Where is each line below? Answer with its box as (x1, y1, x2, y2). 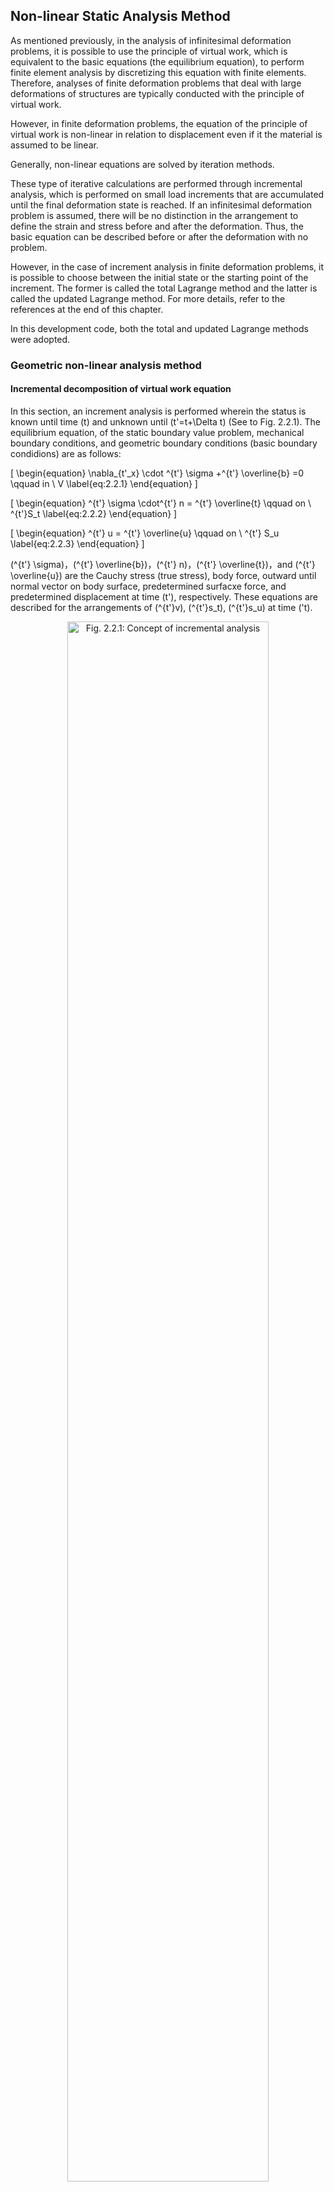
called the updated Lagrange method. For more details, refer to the (10, 292, 286, 304)
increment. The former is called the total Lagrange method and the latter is (10, 282, 318, 294)
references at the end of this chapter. (10, 303, 164, 315)
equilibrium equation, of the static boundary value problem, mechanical (10, 426, 305, 438)
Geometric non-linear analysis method (10, 358, 202, 372)
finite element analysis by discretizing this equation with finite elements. (10, 66, 307, 78)
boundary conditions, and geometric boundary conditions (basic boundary (10, 437, 318, 449)
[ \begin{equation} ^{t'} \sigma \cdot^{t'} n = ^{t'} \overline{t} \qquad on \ (10, 497, 312, 509)
